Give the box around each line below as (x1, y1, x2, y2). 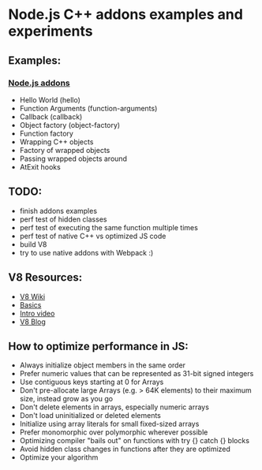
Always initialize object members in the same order (19, 360, 186, 370)
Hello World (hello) (19, 95, 81, 104)
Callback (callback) (19, 112, 83, 121)
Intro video (19, 308, 55, 318)
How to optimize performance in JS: (8, 339, 189, 352)
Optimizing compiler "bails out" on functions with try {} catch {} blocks (19, 436, 250, 446)
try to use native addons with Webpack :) (19, 248, 154, 257)
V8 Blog (19, 317, 46, 326)
